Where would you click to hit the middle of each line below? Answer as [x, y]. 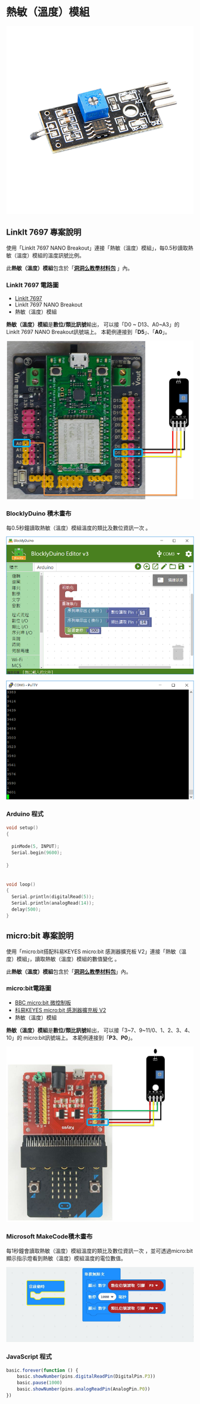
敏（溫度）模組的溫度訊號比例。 [45, 255]
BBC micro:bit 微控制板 [43, 1002]
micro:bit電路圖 [29, 988]
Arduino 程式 [25, 814]
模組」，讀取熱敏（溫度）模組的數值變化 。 [68, 958]
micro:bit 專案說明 [40, 936]
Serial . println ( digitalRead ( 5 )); [53, 897]
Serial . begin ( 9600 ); [37, 853]
